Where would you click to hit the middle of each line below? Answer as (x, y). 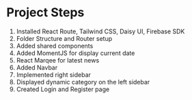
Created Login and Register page (63, 89)
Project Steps (45, 13)
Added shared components (55, 46)
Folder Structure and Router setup (64, 38)
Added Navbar (37, 67)
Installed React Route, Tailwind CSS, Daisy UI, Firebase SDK (100, 31)
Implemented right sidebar (54, 74)
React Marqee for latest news (58, 60)
